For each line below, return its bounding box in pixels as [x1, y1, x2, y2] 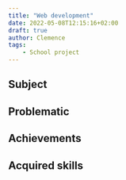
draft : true [8, 26, 48, 34]
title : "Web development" [8, 11, 94, 20]
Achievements [8, 132, 82, 145]
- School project [22, 48, 80, 56]
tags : [8, 41, 26, 49]
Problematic [8, 105, 70, 118]
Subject [8, 78, 48, 91]
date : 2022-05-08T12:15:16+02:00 [8, 19, 119, 27]
